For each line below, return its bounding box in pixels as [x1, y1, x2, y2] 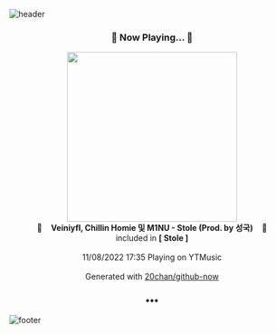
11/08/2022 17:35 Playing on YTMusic [81, 252, 223, 262]
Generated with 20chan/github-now [85, 272, 219, 282]
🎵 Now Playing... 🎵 [110, 31, 194, 43]
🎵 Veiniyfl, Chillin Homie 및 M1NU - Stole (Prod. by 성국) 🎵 [36, 223, 268, 234]
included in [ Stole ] [115, 233, 189, 243]
